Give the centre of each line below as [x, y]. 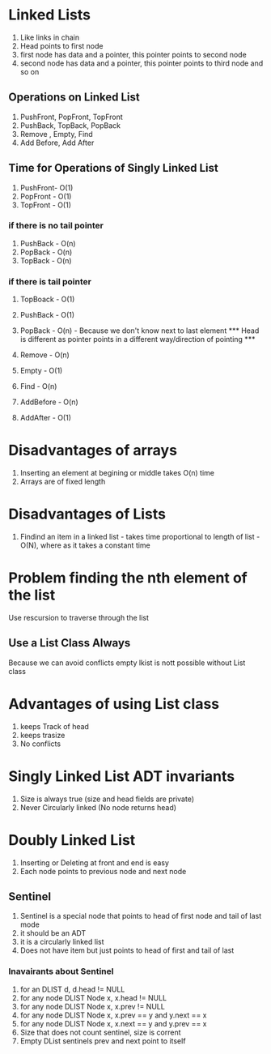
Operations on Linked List [74, 98]
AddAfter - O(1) [45, 418]
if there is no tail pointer [56, 226]
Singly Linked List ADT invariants [122, 776]
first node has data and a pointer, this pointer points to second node [133, 54]
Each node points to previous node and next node [103, 871]
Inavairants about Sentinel [61, 971]
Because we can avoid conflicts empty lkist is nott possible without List [127, 663]
